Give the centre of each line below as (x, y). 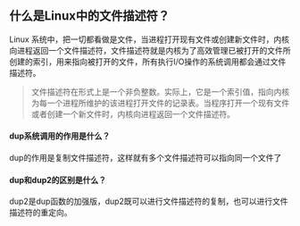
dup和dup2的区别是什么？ (58, 180)
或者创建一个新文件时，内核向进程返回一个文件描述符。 (133, 113)
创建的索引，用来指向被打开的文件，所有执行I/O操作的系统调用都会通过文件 (148, 62)
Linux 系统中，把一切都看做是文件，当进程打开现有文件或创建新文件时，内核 (150, 39)
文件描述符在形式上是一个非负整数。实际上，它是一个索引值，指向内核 (160, 91)
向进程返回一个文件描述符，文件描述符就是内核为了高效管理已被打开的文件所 (150, 50)
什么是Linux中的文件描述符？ (89, 16)
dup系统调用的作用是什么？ (60, 136)
